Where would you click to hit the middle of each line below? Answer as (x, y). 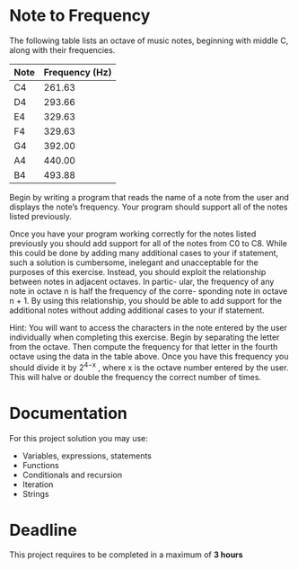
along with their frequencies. (62, 49)
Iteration (38, 484)
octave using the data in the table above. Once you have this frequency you (149, 356)
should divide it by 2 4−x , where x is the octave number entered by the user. (149, 367)
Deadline (44, 530)
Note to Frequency (80, 16)
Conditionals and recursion (72, 475)
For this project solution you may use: (79, 438)
